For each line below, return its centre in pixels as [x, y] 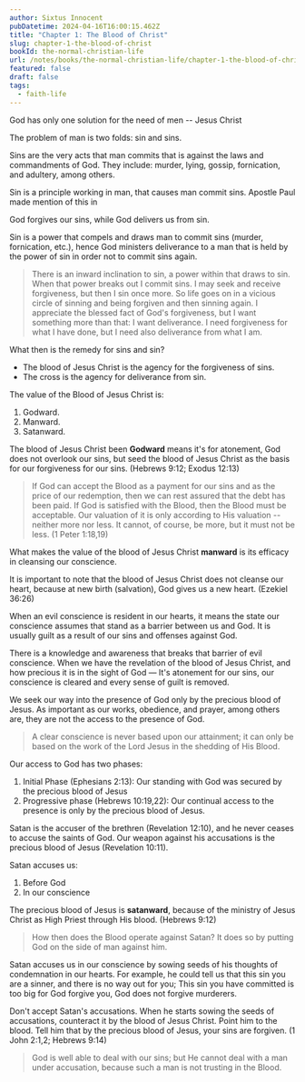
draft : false [34, 77]
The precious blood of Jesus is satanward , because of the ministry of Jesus [152, 909]
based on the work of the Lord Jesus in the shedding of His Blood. [156, 746]
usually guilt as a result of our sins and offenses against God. [123, 635]
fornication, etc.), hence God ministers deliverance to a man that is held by [149, 246]
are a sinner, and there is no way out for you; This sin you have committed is [152, 984]
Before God [44, 882]
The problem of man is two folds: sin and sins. [96, 137]
